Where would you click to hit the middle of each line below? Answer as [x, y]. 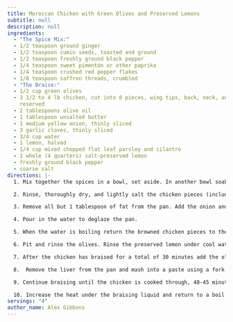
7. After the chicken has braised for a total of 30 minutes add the [116, 257]
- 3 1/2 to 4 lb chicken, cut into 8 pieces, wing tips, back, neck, [116, 98]
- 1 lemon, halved [40, 143]
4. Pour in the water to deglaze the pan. [76, 220]
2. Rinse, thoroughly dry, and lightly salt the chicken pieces [108, 194]
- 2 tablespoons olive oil [52, 111]
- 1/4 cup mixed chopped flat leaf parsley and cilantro [97, 150]
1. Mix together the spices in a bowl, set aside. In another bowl [113, 182]
